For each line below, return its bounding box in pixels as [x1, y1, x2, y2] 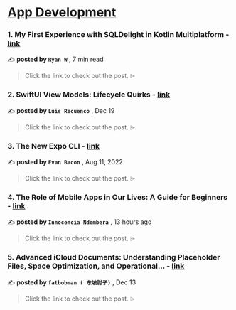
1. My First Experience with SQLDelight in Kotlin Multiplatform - [7, 30, 230, 40]
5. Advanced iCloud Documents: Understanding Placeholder [7, 252, 220, 262]
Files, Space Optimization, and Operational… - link [7, 261, 185, 271]
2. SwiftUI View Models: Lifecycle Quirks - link [7, 90, 171, 100]
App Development [7, 4, 117, 21]
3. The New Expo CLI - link [7, 141, 100, 151]
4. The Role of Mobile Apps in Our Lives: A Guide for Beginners [7, 193, 228, 202]
